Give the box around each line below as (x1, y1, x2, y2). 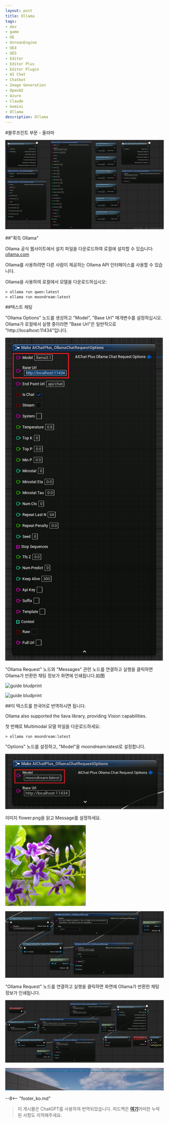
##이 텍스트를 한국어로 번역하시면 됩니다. (5, 703, 87, 709)
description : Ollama (5, 115, 49, 120)
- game (5, 29, 19, 35)
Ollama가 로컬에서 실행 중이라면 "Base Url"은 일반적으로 (5, 321, 117, 327)
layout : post (5, 8, 33, 13)
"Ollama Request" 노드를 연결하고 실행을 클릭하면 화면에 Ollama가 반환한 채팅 (5, 984, 159, 990)
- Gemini (5, 104, 24, 109)
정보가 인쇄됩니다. (5, 990, 41, 996)
